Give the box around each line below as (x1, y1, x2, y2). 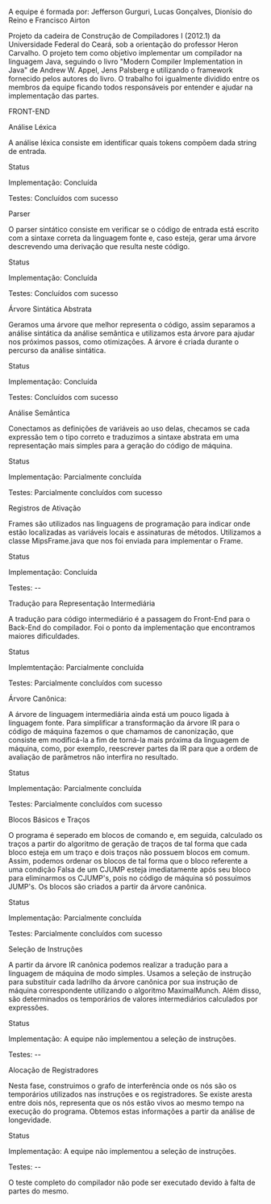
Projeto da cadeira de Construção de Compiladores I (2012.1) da (8, 31, 221, 40)
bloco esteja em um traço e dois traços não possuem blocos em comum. (8, 848, 250, 857)
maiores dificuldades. (8, 631, 81, 640)
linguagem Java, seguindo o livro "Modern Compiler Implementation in (8, 56, 244, 66)
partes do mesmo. (8, 1186, 69, 1196)
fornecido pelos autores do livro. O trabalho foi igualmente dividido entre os (8, 74, 260, 83)
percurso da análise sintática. (8, 346, 106, 355)
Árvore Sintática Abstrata (8, 304, 93, 314)
